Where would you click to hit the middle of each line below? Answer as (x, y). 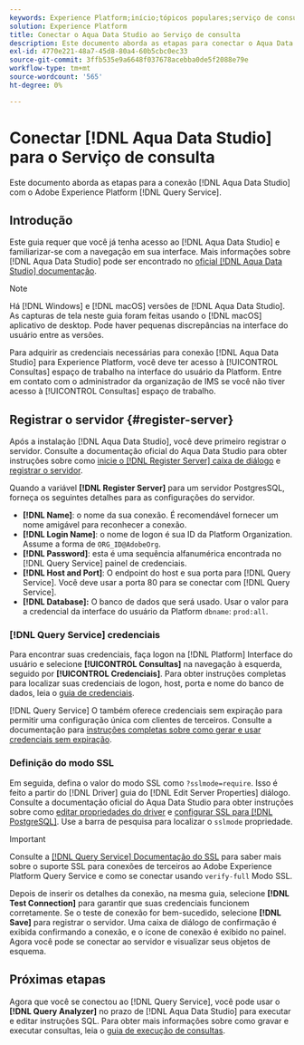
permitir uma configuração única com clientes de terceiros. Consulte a (141, 721)
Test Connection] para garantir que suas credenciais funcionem (130, 903)
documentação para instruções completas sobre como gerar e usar (135, 730)
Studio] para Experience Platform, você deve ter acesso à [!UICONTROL (144, 363)
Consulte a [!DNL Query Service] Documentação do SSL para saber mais (146, 856)
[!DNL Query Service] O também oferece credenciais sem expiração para (146, 711)
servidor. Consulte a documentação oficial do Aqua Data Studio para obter (148, 451)
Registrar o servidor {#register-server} (121, 419)
